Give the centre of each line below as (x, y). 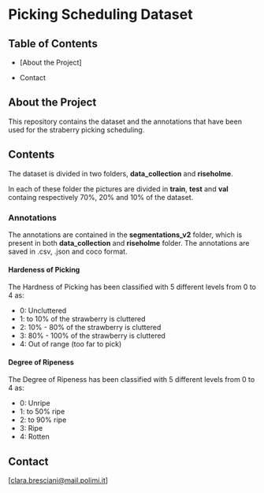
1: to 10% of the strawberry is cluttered (82, 319)
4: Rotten (34, 437)
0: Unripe (35, 403)
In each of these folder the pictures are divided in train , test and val (118, 189)
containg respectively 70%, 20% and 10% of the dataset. (101, 197)
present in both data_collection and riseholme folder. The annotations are (129, 243)
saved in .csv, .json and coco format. (68, 251)
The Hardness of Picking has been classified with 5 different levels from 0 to (132, 287)
